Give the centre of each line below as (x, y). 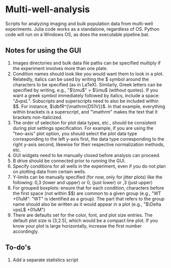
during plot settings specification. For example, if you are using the (83, 128)
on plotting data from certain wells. (50, 171)
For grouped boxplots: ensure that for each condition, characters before (88, 188)
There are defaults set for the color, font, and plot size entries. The (83, 215)
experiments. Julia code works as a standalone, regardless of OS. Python (82, 29)
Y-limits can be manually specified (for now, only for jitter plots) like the (87, 177)
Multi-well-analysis (48, 9)
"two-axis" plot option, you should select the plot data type (75, 133)
